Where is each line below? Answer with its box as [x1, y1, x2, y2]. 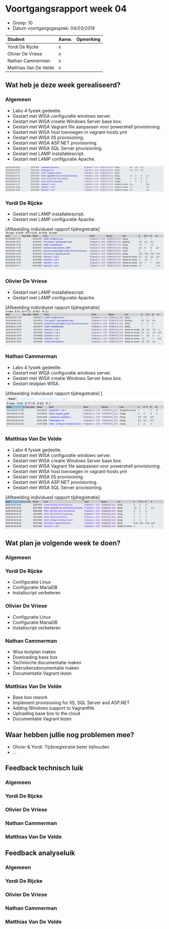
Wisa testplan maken [12, 648, 56, 655]
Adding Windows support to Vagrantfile [12, 705, 95, 711]
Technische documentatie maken [12, 659, 82, 665]
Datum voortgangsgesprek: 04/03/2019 [12, 25, 95, 31]
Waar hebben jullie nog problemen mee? [5, 730, 134, 739]
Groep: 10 [12, 20, 33, 26]
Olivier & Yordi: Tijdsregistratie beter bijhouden [12, 744, 110, 750]
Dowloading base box [12, 654, 58, 660]
